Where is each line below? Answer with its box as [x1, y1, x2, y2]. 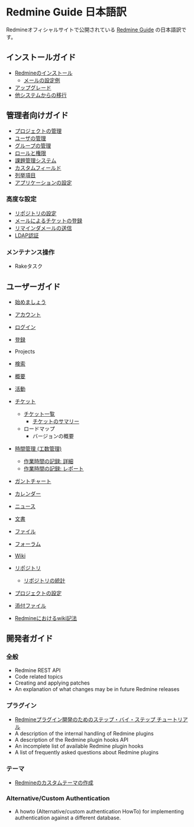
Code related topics [14, 673, 63, 680]
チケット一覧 [23, 410, 55, 417]
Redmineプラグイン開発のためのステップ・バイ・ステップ [14, 716, 156, 723]
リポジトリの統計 [23, 577, 66, 584]
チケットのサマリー [32, 417, 80, 424]
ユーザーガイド [6, 281, 61, 291]
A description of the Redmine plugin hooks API [14, 736, 129, 743]
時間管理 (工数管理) [14, 445, 62, 452]
